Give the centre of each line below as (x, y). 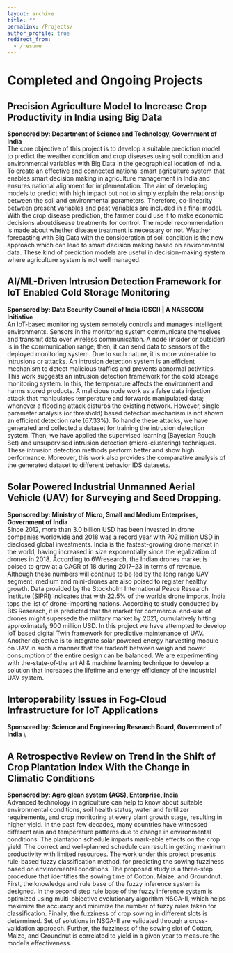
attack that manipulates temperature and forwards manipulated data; (105, 398)
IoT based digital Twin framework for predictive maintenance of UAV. (106, 633)
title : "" (22, 20)
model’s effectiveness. (39, 943)
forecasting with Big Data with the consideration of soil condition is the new (115, 237)
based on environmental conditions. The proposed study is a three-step (110, 869)
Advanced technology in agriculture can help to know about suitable (105, 802)
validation (21, 929)
